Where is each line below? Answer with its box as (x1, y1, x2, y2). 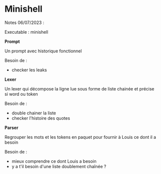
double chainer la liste (11, 110, 57, 116)
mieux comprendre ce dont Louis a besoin (11, 158, 97, 164)
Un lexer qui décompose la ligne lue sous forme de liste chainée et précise (4, 86, 155, 91)
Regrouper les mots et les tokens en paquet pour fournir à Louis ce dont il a (4, 134, 157, 140)
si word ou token (4, 91, 39, 97)
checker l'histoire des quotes (11, 115, 70, 121)
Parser (4, 125, 19, 130)
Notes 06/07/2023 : (4, 20, 44, 25)
